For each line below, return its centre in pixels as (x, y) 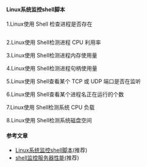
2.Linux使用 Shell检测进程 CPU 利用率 (54, 42)
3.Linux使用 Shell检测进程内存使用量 (52, 56)
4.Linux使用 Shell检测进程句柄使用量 (52, 69)
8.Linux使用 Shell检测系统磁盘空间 (49, 121)
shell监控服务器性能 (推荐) (47, 158)
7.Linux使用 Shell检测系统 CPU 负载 (51, 108)
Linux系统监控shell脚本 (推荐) (51, 150)
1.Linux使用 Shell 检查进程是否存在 (49, 24)
